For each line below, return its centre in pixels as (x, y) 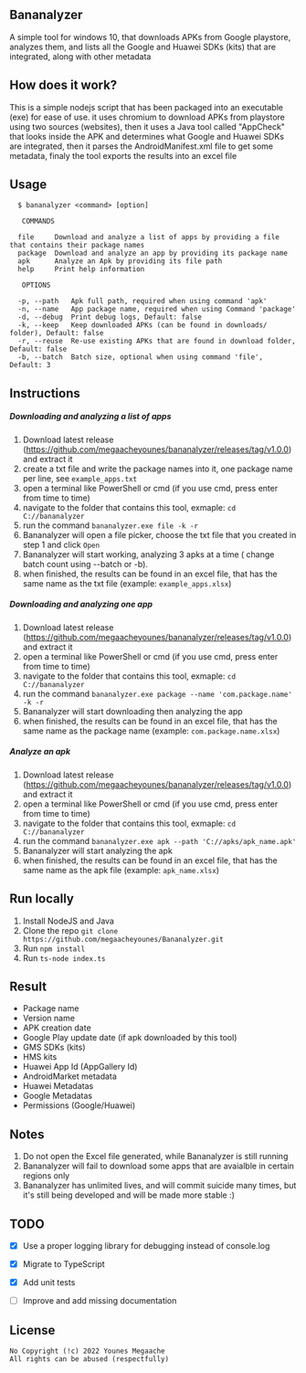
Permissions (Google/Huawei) (79, 1105)
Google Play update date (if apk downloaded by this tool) (130, 1038)
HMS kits (40, 1057)
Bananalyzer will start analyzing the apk (98, 850)
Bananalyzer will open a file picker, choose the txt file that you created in (159, 534)
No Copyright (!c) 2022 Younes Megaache (88, 1351)
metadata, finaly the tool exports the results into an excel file (123, 155)
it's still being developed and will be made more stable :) (129, 1195)
